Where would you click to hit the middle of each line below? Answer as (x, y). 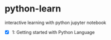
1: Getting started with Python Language (53, 32)
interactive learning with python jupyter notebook (55, 22)
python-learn (33, 9)
